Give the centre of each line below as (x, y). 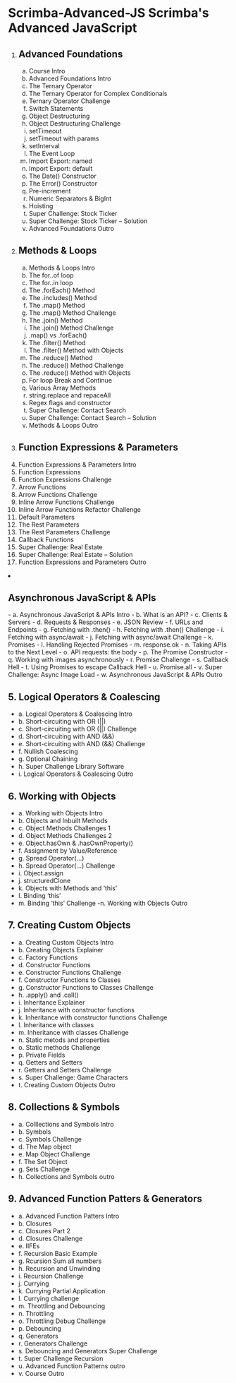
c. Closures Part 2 (44, 1231)
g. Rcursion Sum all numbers (60, 1261)
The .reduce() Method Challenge (76, 365)
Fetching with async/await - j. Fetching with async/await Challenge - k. (111, 637)
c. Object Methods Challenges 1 (64, 828)
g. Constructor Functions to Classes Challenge (86, 987)
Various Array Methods (62, 388)
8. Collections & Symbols (64, 1107)
